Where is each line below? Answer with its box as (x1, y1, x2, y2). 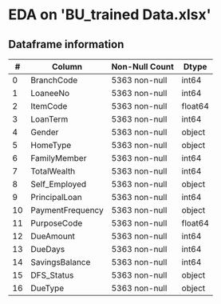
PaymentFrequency (30, 205, 104, 215)
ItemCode (30, 101, 68, 111)
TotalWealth (30, 166, 76, 177)
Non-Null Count (111, 62, 174, 72)
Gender (30, 126, 59, 138)
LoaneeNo (30, 88, 70, 98)
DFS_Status (30, 270, 74, 281)
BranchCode (30, 74, 78, 86)
